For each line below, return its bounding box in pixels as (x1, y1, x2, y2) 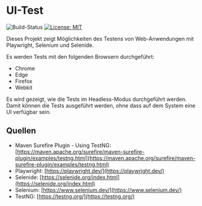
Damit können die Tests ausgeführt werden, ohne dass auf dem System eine (6, 101, 195, 109)
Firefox (14, 77, 33, 85)
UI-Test (6, 4, 44, 17)
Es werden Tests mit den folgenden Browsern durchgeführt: (6, 53, 155, 60)
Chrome (14, 64, 35, 72)
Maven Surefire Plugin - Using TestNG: (14, 142, 111, 149)
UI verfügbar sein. (6, 108, 51, 115)
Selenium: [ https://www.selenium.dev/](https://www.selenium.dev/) (14, 186, 182, 193)
